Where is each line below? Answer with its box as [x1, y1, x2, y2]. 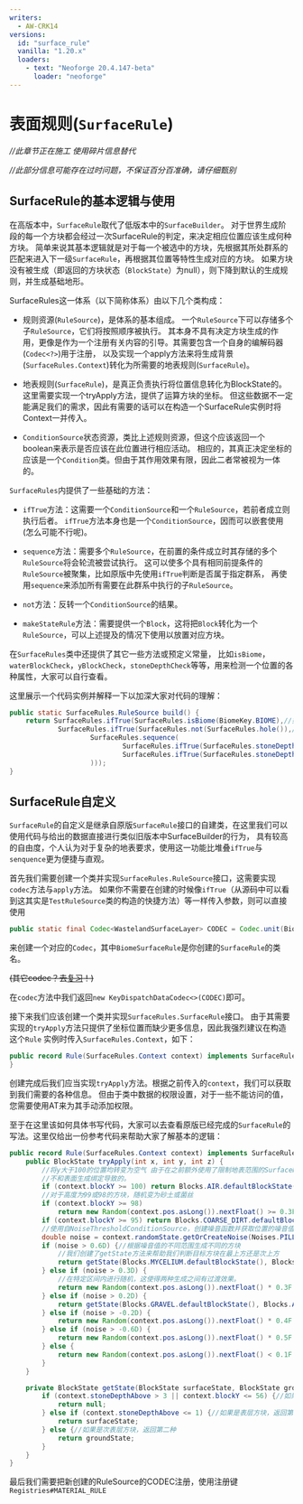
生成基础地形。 [32, 276, 88, 286]
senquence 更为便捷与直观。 [9, 854, 110, 864]
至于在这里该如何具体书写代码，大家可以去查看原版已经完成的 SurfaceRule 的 [9, 1119, 291, 1130]
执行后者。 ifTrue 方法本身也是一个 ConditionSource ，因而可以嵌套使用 [22, 515, 284, 526]
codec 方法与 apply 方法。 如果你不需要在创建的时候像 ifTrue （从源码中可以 [9, 884, 282, 895]
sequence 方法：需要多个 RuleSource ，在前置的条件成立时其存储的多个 [22, 546, 278, 556]
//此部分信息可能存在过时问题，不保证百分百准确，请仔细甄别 [9, 164, 237, 175]
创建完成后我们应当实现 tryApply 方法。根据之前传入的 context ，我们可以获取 [9, 1077, 291, 1088]
